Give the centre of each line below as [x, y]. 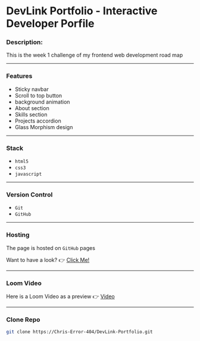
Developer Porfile [50, 24]
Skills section [31, 114]
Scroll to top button [38, 95]
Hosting [18, 235]
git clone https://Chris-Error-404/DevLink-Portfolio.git [79, 332]
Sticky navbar [32, 89]
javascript [28, 174]
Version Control [29, 195]
